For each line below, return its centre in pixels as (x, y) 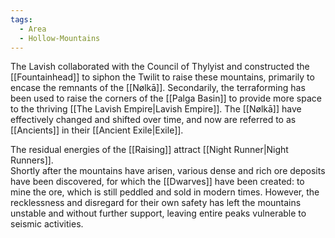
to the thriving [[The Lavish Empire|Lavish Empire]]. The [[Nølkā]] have (156, 109)
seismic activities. (47, 224)
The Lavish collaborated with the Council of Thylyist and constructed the (160, 67)
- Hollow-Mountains (60, 38)
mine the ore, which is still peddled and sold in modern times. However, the (165, 192)
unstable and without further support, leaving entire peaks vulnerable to (158, 213)
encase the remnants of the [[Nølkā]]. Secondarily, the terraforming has (158, 88)
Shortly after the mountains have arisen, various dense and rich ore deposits (168, 171)
